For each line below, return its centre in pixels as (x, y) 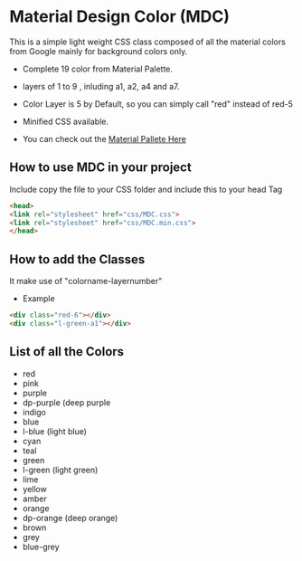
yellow (34, 489)
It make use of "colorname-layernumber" (86, 281)
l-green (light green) (60, 470)
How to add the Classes (77, 259)
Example (39, 299)
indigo (34, 412)
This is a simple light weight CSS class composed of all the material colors (148, 42)
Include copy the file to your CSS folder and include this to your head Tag (146, 189)
